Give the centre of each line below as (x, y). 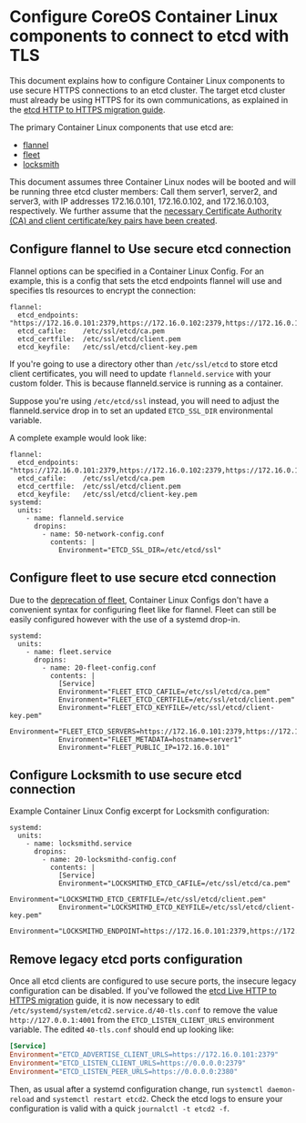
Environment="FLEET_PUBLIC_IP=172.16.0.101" (144, 747)
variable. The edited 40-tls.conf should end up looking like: (122, 1029)
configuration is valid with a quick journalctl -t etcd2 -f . (120, 1108)
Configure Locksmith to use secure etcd (126, 775)
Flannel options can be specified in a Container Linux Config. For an (137, 271)
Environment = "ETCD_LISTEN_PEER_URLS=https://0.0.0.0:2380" (124, 1071)
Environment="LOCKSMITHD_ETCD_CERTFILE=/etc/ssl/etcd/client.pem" (138, 900)
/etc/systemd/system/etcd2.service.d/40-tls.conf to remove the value (143, 1010)
